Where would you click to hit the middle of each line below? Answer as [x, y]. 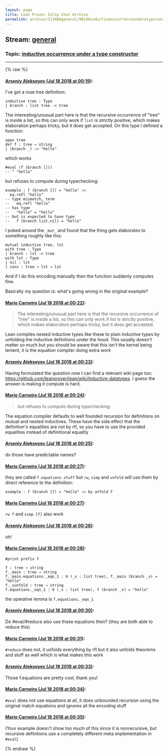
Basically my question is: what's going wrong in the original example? [77, 291]
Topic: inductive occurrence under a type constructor [72, 54]
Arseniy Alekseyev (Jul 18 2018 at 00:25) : [49, 444]
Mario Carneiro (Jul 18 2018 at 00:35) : [45, 717]
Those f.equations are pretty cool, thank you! [51, 678]
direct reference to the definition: [39, 483]
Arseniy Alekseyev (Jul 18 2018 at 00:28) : [49, 526]
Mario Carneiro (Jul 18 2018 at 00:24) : [45, 395]
